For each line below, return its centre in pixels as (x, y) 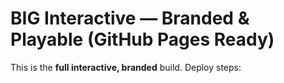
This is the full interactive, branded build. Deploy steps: (126, 67)
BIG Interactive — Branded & (130, 18)
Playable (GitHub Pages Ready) (142, 39)
